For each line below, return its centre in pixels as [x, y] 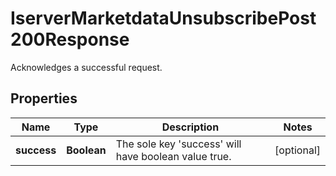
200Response [70, 39]
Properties [44, 98]
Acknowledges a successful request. [86, 67]
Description [190, 127]
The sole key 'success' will [178, 144]
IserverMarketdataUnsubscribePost [163, 18]
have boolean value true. [173, 156]
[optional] [297, 150]
